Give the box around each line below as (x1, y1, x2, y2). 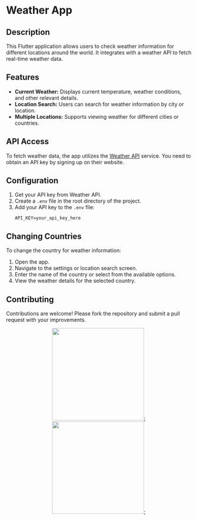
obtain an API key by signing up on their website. (6, 158, 125, 165)
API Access (6, 136, 49, 146)
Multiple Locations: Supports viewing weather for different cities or (14, 113, 179, 120)
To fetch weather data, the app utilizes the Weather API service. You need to (6, 152, 191, 159)
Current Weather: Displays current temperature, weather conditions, (14, 88, 182, 95)
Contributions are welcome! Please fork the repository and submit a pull (6, 310, 181, 317)
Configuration (6, 175, 59, 186)
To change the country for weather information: (6, 247, 122, 254)
